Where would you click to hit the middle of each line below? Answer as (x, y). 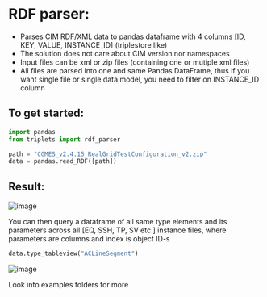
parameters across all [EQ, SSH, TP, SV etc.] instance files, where (118, 230)
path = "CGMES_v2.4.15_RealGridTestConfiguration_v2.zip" (108, 154)
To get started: (46, 113)
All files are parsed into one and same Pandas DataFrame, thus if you (135, 70)
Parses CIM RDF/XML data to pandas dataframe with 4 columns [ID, (133, 36)
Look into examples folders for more (69, 284)
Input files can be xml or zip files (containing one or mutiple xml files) (135, 62)
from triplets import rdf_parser (65, 139)
